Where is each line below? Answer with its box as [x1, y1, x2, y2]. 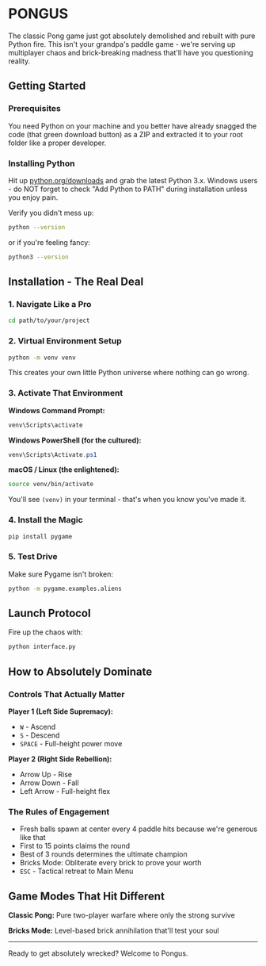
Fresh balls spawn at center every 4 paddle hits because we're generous [19, 824, 258, 834]
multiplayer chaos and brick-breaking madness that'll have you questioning [8, 48, 253, 57]
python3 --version [8, 253, 69, 261]
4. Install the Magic [8, 515, 83, 526]
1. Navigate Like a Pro [8, 298, 92, 309]
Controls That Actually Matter [8, 688, 125, 700]
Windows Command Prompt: [8, 405, 105, 415]
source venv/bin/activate [8, 481, 93, 489]
